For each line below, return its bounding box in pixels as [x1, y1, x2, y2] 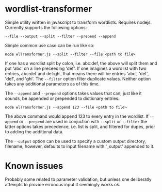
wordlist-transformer [5, 3, 92, 15]
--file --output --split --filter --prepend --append [5, 34, 116, 39]
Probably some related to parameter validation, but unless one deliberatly [5, 176, 152, 182]
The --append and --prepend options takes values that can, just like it [5, 90, 142, 96]
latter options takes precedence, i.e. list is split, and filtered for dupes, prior [5, 124, 155, 129]
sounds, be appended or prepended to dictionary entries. [5, 96, 120, 101]
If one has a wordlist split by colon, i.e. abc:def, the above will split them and [5, 60, 158, 66]
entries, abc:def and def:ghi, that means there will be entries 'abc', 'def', [5, 70, 149, 76]
